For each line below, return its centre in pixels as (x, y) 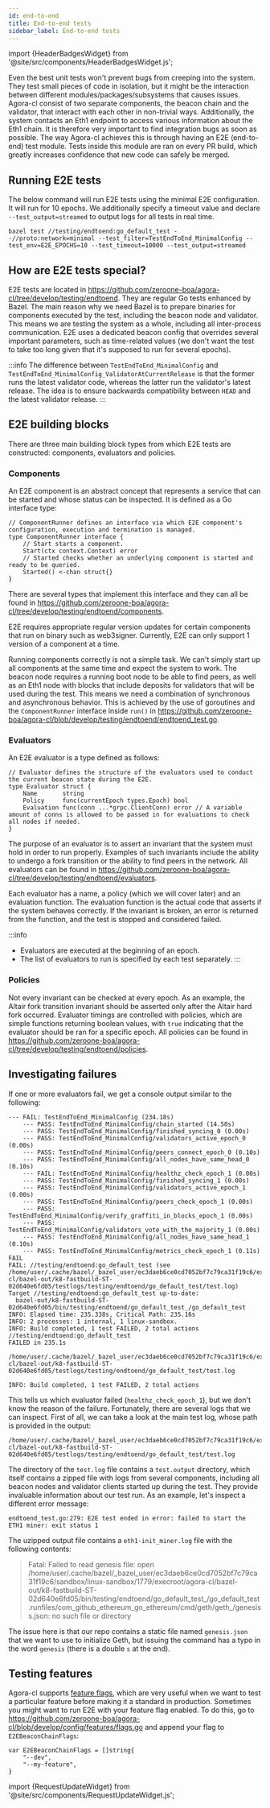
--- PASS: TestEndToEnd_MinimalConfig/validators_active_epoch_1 (135, 1187)
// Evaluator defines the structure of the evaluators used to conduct (131, 773)
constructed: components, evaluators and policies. (92, 453)
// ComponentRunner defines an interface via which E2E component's (125, 523)
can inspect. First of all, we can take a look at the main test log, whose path (133, 1417)
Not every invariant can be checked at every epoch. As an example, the (127, 997)
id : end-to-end (34, 16)
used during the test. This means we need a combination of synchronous (129, 694)
